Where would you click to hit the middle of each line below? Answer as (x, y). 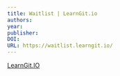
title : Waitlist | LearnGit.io (52, 13)
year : (15, 26)
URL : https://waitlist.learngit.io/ (60, 46)
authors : (20, 20)
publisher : (23, 33)
